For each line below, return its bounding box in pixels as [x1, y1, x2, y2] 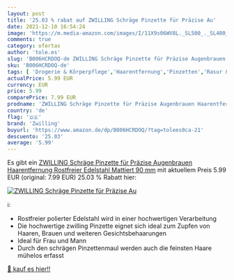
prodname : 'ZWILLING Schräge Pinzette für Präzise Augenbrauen [7, 101, 195, 108]
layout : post [7, 10, 45, 17]
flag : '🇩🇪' [7, 113, 42, 120]
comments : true [7, 36, 52, 43]
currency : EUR [7, 81, 49, 88]
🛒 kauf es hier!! [7, 265, 51, 273]
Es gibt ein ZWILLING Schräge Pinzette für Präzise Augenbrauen [7, 158, 193, 167]
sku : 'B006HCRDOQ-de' [7, 62, 70, 69]
